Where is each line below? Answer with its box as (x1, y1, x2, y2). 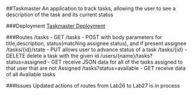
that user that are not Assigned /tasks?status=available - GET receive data (6, 65, 186, 72)
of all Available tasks (6, 71, 56, 78)
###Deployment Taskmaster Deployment (6, 23, 106, 29)
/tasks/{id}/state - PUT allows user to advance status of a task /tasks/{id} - (6, 46, 188, 53)
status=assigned (6, 58, 47, 65)
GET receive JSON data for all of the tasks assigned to (51, 58, 183, 65)
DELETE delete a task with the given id (6, 52, 99, 59)
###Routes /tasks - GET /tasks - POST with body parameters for (6, 34, 162, 40)
